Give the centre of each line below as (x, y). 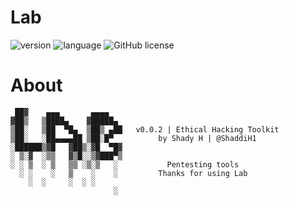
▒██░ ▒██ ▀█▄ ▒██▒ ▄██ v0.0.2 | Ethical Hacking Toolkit (145, 129)
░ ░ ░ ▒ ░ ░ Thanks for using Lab (133, 173)
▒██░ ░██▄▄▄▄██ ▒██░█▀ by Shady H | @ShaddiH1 (133, 138)
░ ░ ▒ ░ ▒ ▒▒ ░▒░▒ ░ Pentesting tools (125, 164)
